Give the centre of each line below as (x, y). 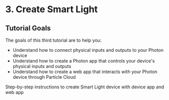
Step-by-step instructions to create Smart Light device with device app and (85, 87)
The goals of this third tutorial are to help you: (54, 40)
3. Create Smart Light (52, 9)
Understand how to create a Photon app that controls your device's (84, 61)
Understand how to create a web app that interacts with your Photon (85, 72)
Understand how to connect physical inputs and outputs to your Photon (88, 50)
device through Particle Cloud (44, 77)
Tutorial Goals (28, 28)
